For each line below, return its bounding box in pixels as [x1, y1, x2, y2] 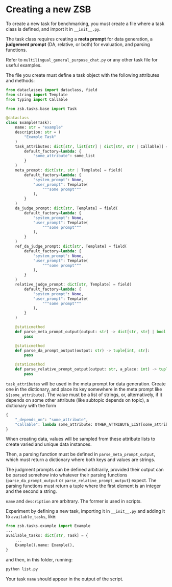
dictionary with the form [6, 402, 57, 408]
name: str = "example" [15, 125, 63, 130]
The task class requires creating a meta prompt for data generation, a [6, 36, 153, 42]
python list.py [6, 567, 38, 572]
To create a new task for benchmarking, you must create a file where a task [6, 20, 165, 27]
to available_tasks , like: [6, 513, 57, 520]
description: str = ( [15, 129, 61, 135]
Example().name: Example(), [15, 542, 75, 548]
